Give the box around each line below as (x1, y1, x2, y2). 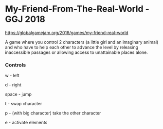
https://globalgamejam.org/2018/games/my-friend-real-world (5, 30, 128, 35)
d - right (5, 82, 22, 88)
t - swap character (5, 101, 42, 107)
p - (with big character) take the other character (5, 110, 101, 116)
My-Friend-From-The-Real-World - (5, 3, 150, 15)
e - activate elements (5, 120, 48, 126)
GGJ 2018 (5, 14, 45, 25)
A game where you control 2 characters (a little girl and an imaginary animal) (5, 39, 159, 45)
